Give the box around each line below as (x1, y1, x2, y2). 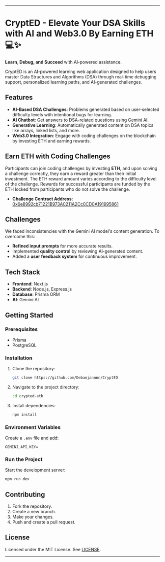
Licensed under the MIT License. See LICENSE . (5, 546, 101, 552)
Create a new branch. (12, 509, 56, 515)
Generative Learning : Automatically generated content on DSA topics (12, 122, 154, 128)
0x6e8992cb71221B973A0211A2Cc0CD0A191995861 (12, 201, 119, 207)
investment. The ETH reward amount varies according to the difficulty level (5, 176, 157, 181)
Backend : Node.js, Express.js (12, 286, 72, 292)
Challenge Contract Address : (12, 196, 73, 202)
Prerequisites (5, 326, 38, 333)
